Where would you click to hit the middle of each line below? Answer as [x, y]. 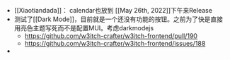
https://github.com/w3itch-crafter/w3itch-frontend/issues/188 [115, 43]
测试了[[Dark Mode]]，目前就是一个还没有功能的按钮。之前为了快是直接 [119, 19]
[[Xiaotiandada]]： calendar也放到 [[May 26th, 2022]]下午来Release [113, 10]
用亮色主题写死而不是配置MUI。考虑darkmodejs [84, 28]
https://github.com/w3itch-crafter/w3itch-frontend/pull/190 [111, 36]
